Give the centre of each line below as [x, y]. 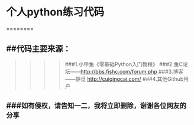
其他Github [170, 79]
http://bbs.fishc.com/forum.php [119, 71]
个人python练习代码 [55, 12]
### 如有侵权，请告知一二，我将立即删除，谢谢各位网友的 [96, 106]
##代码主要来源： [38, 49]
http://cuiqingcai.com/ [114, 79]
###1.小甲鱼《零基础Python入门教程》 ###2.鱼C [124, 64]
